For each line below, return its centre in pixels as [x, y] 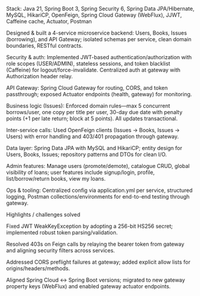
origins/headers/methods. [38, 268]
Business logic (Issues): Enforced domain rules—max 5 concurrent [88, 106]
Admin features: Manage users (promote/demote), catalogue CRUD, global [98, 166]
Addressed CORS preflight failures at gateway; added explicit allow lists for [99, 262]
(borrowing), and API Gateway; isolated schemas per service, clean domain [99, 39]
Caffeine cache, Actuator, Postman [49, 21]
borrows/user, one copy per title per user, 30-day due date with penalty [94, 112]
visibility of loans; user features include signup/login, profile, [81, 172]
